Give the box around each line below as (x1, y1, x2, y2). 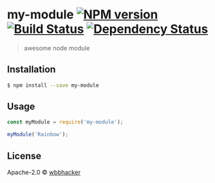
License (7, 150, 42, 162)
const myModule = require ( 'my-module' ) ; (7, 119, 124, 126)
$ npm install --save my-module (7, 82, 99, 89)
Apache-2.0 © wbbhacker (7, 168, 81, 176)
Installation (7, 64, 56, 75)
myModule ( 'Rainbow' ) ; (7, 131, 69, 138)
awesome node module (23, 44, 90, 52)
